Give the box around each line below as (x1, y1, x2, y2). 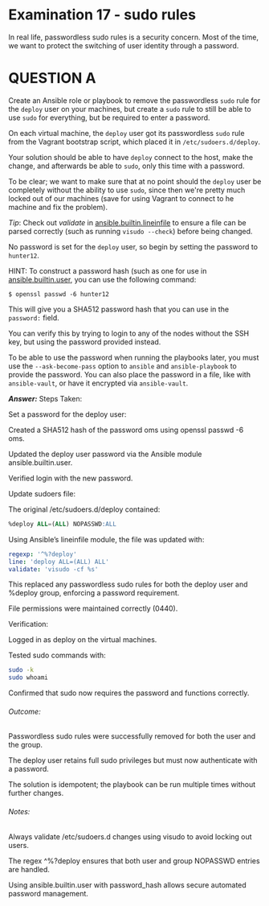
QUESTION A (8, 69, 96, 88)
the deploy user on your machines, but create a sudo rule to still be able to (8, 104, 251, 113)
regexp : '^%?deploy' (8, 550, 78, 558)
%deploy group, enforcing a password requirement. (8, 588, 180, 598)
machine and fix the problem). (8, 202, 108, 212)
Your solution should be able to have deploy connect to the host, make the (8, 152, 254, 162)
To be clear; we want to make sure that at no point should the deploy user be (8, 176, 262, 186)
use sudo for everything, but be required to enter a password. (8, 113, 210, 122)
